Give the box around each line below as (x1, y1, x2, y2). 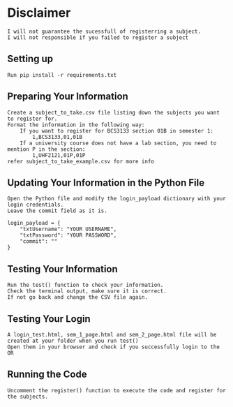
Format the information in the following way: (7, 121, 145, 128)
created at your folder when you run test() (7, 337, 139, 344)
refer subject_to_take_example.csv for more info (7, 158, 155, 165)
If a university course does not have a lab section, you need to (20, 140, 217, 147)
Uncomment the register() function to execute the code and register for (7, 387, 227, 394)
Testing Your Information (7, 263, 119, 275)
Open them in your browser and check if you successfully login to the (7, 343, 220, 350)
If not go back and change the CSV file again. (7, 294, 149, 301)
